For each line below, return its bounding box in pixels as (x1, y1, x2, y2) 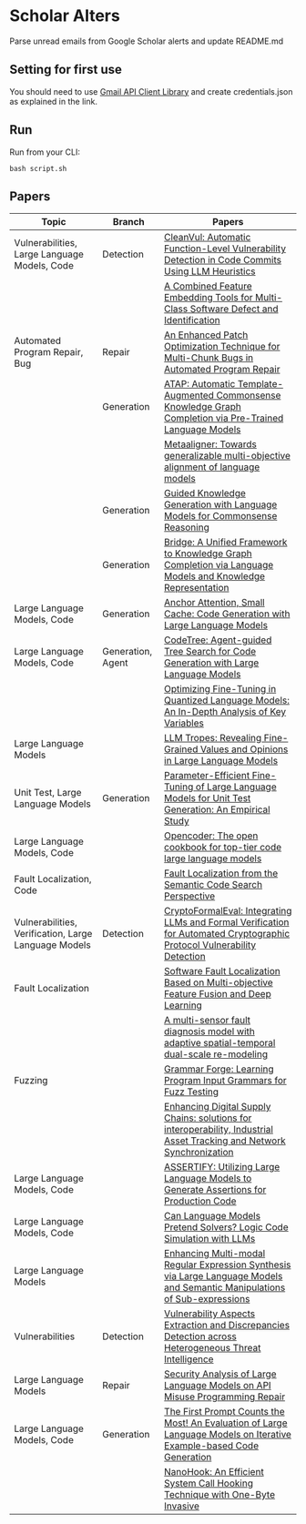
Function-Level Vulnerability (163, 242, 287, 255)
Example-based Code (163, 1439, 260, 1452)
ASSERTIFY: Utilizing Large (163, 1161, 280, 1173)
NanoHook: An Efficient (163, 1466, 264, 1478)
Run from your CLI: (9, 147, 80, 157)
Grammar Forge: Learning (163, 1062, 275, 1075)
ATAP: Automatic (163, 378, 236, 391)
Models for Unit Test (163, 792, 251, 805)
